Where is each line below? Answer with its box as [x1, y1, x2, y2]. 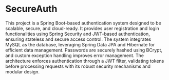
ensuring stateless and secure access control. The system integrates [5, 36, 152, 42]
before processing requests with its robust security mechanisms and [5, 63, 151, 69]
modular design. [5, 68, 40, 74]
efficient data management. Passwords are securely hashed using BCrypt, [5, 47, 163, 53]
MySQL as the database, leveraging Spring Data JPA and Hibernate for [5, 41, 155, 47]
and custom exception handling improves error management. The [5, 52, 144, 59]
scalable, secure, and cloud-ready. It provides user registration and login [5, 25, 159, 31]
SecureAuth [5, 3, 58, 15]
